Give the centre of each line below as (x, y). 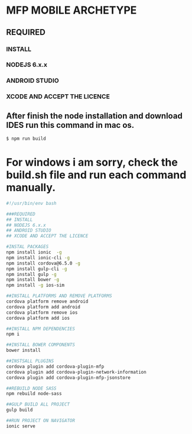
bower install (24, 351)
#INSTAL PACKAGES (27, 247)
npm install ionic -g (34, 252)
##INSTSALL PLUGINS (30, 361)
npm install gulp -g (32, 274)
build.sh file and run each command (96, 175)
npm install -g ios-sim (35, 285)
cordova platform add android (43, 307)
